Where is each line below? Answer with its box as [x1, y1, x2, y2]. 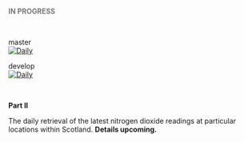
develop [8, 61, 35, 70]
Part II [8, 101, 29, 110]
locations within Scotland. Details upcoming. [8, 124, 158, 134]
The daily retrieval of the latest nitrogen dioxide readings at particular [8, 116, 237, 125]
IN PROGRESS [8, 6, 56, 16]
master [8, 37, 32, 46]
